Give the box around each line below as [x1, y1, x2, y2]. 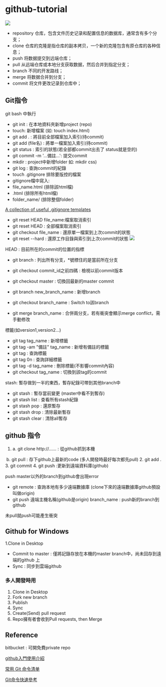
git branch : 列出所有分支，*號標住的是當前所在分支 [12, 257, 118, 263]
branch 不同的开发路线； [12, 68, 63, 74]
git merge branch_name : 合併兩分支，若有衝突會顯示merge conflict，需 [12, 310, 161, 316]
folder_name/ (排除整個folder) [12, 196, 74, 202]
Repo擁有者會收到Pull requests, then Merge [12, 616, 102, 622]
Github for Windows [5, 527, 69, 536]
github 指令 [5, 431, 41, 440]
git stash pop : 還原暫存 [12, 402, 61, 409]
